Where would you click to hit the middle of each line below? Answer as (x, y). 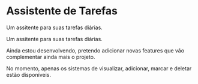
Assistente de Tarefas (62, 11)
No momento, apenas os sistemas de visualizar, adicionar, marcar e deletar (99, 68)
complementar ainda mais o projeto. (51, 57)
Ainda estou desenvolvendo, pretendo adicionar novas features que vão (95, 50)
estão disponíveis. (28, 74)
